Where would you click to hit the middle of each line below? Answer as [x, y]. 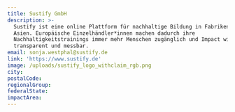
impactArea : [24, 98]
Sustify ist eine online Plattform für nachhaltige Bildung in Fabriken [122, 26]
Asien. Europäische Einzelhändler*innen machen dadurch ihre [105, 33]
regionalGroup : [29, 85]
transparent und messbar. [51, 46]
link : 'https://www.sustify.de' [54, 59]
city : [15, 72]
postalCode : [24, 78]
